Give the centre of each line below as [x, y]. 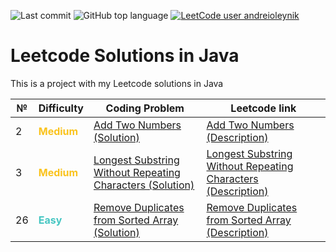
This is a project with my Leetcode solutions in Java [117, 83]
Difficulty [61, 108]
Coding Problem [145, 108]
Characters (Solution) [144, 185]
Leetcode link [263, 108]
